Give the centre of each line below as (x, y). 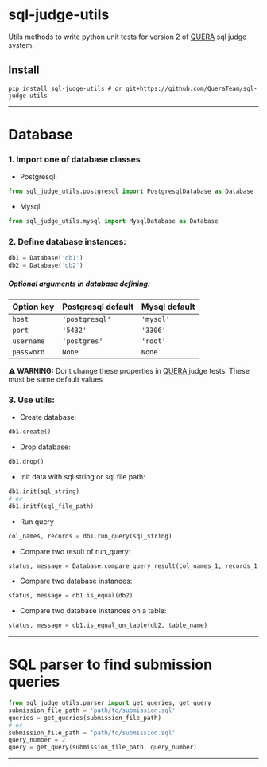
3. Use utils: (32, 400)
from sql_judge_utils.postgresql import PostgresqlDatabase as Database (131, 192)
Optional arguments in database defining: (79, 284)
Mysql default (168, 307)
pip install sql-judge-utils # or (66, 88)
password (29, 352)
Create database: (48, 417)
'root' (154, 341)
